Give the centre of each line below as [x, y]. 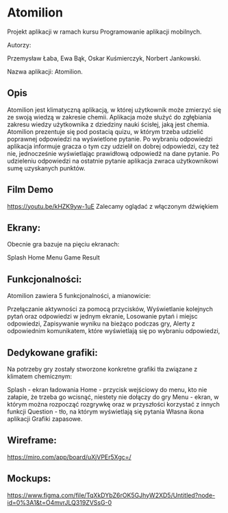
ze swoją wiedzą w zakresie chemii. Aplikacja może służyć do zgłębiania [110, 117]
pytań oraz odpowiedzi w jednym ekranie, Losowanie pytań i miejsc [102, 317]
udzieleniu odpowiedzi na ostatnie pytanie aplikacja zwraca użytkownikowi [113, 161]
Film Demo [30, 190]
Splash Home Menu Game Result [54, 258]
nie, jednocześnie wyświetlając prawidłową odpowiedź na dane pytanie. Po [113, 153]
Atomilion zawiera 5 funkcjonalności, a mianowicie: [79, 296]
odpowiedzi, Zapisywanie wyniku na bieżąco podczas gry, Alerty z [101, 323]
